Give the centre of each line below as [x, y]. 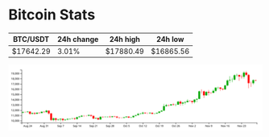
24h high [125, 39]
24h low [170, 39]
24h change [78, 39]
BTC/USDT [31, 39]
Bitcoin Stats [52, 15]
